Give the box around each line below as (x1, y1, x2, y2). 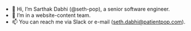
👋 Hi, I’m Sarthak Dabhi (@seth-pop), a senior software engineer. (11, 6, 170, 12)
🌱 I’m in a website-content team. (11, 12, 91, 19)
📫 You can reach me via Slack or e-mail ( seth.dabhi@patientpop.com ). (11, 18, 186, 25)
